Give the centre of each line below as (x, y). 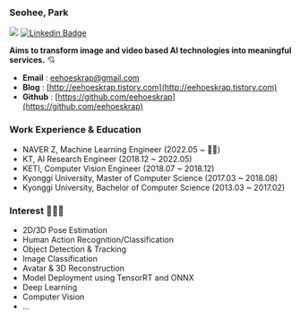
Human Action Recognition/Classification (98, 239)
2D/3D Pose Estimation (64, 229)
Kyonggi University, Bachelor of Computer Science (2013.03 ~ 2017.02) (153, 187)
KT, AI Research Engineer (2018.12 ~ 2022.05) (107, 159)
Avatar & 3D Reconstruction (73, 268)
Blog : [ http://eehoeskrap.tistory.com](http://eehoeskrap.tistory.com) (150, 88)
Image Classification (60, 258)
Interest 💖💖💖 (37, 211)
